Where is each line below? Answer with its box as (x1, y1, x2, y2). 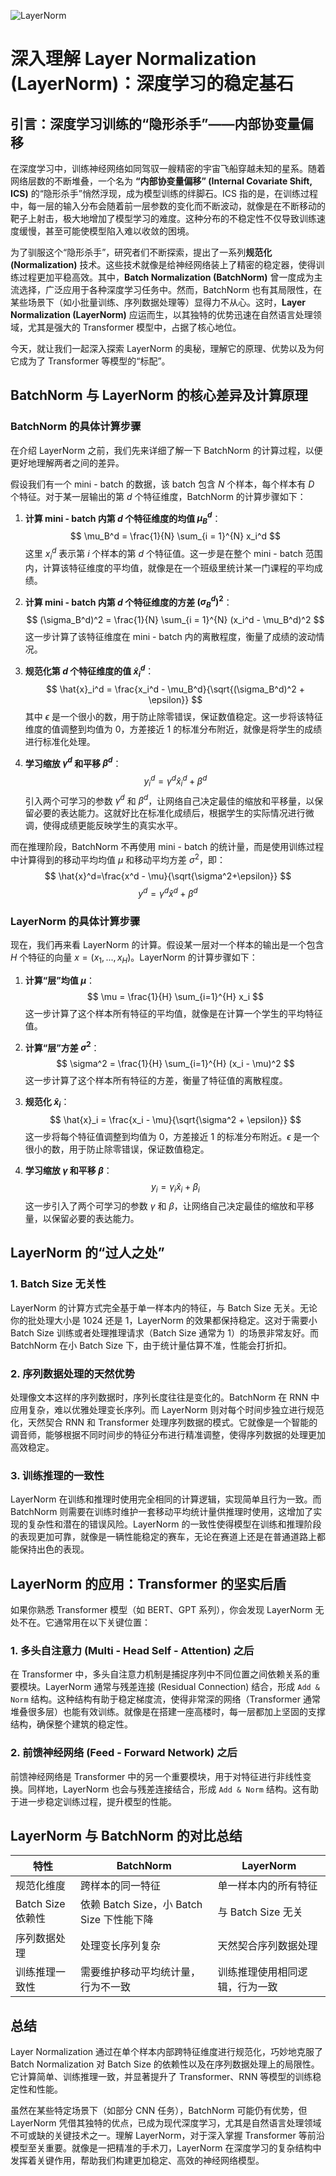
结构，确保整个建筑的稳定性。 (10, 1718, 133, 1730)
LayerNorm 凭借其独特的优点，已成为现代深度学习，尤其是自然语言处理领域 (10, 2117, 322, 2129)
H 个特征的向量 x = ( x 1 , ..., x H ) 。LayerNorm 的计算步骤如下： (10, 951, 258, 965)
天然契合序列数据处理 (217, 1939, 318, 1953)
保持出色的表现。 (18, 1543, 90, 1555)
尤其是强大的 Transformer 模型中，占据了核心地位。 (27, 321, 242, 333)
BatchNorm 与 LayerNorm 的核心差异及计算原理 (10, 387, 308, 404)
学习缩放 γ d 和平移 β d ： (24, 755, 122, 769)
